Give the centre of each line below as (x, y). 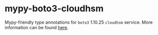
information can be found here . (36, 27)
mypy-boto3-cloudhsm (54, 9)
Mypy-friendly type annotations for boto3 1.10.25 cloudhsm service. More (79, 22)
